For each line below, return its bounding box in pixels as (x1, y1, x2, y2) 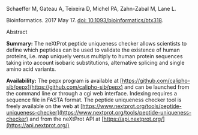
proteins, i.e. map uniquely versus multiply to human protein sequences (6, 53, 183, 59)
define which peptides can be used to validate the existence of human (6, 46, 180, 53)
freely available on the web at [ (6, 103, 83, 110)
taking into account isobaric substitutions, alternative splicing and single (6, 59, 185, 66)
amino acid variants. (6, 65, 56, 73)
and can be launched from (124, 83, 190, 91)
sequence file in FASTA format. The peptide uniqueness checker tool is (6, 96, 182, 103)
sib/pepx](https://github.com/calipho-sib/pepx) (6, 83, 123, 91)
